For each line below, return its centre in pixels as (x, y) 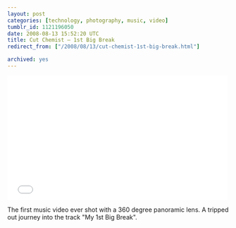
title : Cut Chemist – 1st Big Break (61, 40)
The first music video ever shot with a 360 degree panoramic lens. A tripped (118, 210)
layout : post (26, 14)
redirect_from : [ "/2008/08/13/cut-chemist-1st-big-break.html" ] (104, 47)
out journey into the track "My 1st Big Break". (72, 217)
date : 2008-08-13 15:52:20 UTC (53, 34)
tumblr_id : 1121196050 (41, 27)
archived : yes (28, 60)
